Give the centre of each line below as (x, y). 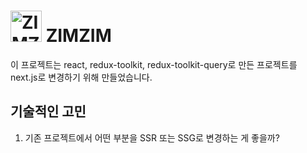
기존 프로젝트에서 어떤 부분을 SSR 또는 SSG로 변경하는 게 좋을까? (152, 137)
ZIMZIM (78, 36)
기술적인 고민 (48, 111)
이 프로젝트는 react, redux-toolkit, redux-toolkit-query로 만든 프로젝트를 (154, 64)
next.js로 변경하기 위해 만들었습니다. (81, 77)
